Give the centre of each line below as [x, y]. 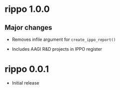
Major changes [29, 28]
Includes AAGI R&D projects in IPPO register [57, 49]
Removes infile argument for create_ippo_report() [64, 39]
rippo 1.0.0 [27, 9]
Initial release [25, 83]
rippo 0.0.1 [27, 69]
